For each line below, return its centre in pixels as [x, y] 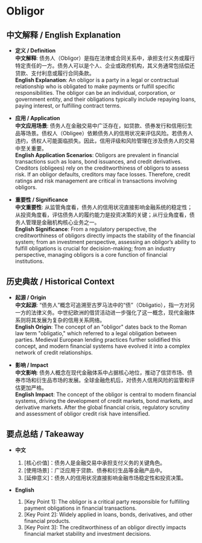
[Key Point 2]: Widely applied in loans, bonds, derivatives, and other [108, 514]
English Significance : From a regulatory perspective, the [86, 229]
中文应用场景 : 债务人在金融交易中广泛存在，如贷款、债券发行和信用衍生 [104, 126]
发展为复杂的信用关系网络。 [71, 320]
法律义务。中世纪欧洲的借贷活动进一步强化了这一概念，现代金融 [110, 312]
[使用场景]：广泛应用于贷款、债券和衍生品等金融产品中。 [95, 470]
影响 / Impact [32, 365]
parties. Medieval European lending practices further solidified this [98, 339]
